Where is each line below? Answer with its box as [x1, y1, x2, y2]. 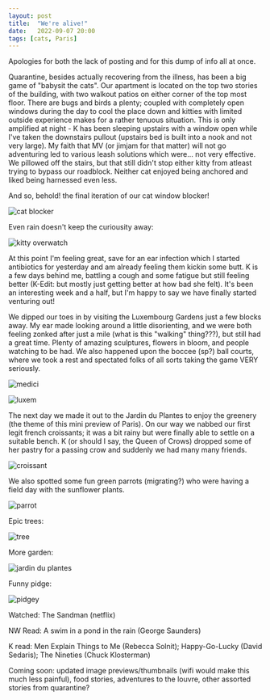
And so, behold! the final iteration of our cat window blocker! [8, 191, 210, 200]
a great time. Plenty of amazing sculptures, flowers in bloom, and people [8, 338, 250, 348]
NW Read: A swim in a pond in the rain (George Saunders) [8, 626, 201, 635]
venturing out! [8, 297, 55, 306]
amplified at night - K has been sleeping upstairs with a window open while [8, 124, 258, 133]
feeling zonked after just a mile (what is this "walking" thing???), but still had [8, 329, 261, 339]
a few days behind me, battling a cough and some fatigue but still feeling [8, 271, 250, 280]
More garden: [8, 547, 54, 558]
